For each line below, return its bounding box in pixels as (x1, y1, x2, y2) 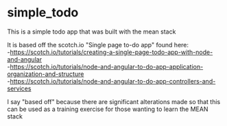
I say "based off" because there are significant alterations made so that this (7, 97, 221, 105)
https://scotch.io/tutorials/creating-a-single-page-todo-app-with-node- (10, 48, 213, 56)
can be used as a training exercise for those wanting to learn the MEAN (7, 105, 208, 113)
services (7, 84, 32, 92)
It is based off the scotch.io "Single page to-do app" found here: (7, 40, 189, 49)
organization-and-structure (7, 70, 84, 78)
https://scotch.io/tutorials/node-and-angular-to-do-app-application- (10, 62, 204, 71)
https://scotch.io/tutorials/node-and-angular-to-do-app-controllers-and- (10, 77, 216, 85)
